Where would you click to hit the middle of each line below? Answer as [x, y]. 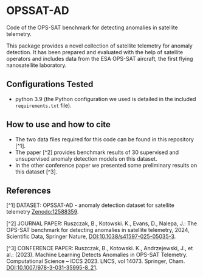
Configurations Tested [50, 84]
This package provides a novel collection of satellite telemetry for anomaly [99, 46]
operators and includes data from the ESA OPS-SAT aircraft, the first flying [100, 58]
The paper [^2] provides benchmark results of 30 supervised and [97, 152]
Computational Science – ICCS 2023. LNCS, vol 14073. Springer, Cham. [96, 261]
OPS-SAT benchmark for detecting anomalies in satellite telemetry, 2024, [98, 230]
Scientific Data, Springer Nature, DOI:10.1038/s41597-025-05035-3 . [91, 237]
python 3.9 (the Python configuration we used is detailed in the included [105, 99]
